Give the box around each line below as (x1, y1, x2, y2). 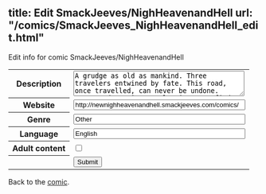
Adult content (12, 143, 66, 154)
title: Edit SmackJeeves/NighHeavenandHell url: (8, 6, 253, 20)
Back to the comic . (8, 177, 70, 186)
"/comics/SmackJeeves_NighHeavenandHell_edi (8, 19, 259, 33)
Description (16, 79, 62, 90)
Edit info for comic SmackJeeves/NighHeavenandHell (8, 52, 185, 62)
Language (19, 129, 58, 140)
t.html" (8, 31, 45, 45)
